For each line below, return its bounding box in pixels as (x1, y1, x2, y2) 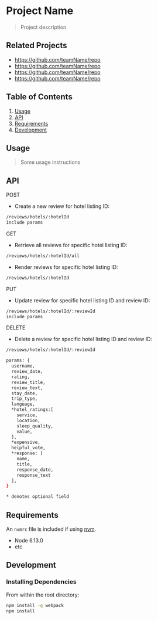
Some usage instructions (20, 159, 81, 166)
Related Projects (6, 41, 67, 50)
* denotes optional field (6, 494, 69, 500)
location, (16, 417, 41, 423)
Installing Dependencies (6, 578, 77, 586)
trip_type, (11, 396, 38, 402)
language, (11, 401, 35, 407)
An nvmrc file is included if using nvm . (6, 525, 97, 533)
